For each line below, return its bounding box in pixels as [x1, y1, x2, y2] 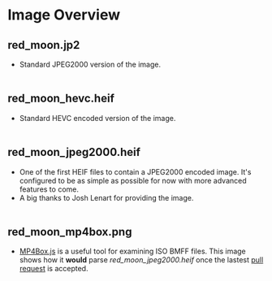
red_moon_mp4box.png [7, 225, 132, 239]
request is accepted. [19, 264, 89, 274]
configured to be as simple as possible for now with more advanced [19, 175, 247, 185]
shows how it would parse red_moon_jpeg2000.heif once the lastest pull [19, 255, 264, 265]
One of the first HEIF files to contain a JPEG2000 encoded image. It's [19, 166, 252, 176]
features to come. [19, 184, 79, 194]
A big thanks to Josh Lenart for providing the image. [19, 192, 194, 202]
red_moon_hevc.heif [7, 92, 114, 106]
